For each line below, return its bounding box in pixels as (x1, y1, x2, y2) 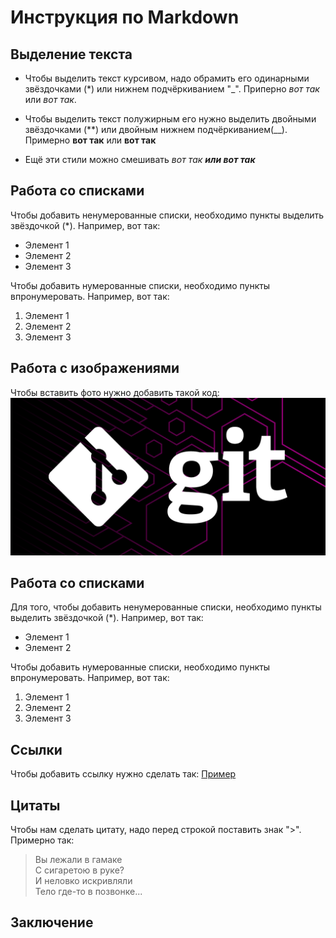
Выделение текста (10, 46, 133, 63)
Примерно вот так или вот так (24, 134, 157, 146)
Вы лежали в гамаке (34, 854, 123, 866)
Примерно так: (10, 834, 75, 846)
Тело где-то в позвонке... (34, 886, 143, 898)
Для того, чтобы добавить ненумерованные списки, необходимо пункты (10, 601, 322, 613)
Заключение (10, 914, 94, 931)
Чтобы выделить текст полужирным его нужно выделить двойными (24, 113, 317, 125)
